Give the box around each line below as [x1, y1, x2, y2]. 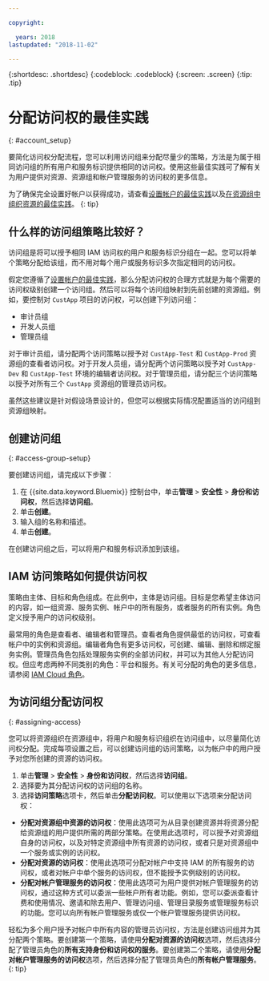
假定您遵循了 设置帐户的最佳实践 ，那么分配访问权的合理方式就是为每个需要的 [8, 275, 261, 284]
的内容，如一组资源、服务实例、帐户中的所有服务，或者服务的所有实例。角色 [8, 602, 261, 612]
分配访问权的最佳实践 [8, 109, 150, 127]
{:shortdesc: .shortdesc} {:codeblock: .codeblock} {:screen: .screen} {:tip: [8, 70, 252, 79]
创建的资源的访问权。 [35, 754, 106, 763]
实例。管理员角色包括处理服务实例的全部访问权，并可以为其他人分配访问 [14, 649, 254, 659]
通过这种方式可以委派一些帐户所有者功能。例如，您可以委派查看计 [41, 887, 259, 897]
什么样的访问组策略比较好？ [8, 225, 146, 239]
